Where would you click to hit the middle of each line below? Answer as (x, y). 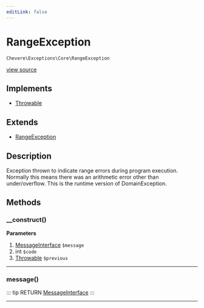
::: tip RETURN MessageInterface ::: (51, 292)
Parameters (21, 233)
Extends (22, 122)
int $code (26, 251)
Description (29, 156)
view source (22, 69)
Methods (24, 203)
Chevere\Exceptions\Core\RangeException (58, 58)
